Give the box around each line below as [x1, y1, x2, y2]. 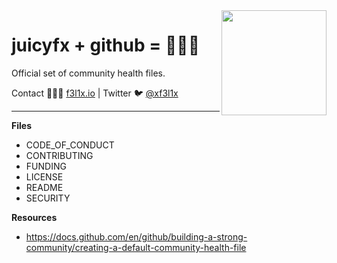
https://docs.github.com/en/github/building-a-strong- [25, 230, 248, 243]
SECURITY [25, 192, 71, 204]
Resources [11, 211, 58, 223]
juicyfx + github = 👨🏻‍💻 [11, 34, 200, 57]
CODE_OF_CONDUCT [25, 139, 115, 151]
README [25, 181, 64, 193]
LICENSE [25, 170, 64, 183]
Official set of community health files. [11, 67, 166, 79]
